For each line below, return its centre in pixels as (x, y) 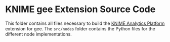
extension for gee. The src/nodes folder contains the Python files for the (80, 28)
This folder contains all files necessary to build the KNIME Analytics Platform (85, 23)
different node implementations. (38, 34)
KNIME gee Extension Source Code (80, 9)
